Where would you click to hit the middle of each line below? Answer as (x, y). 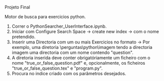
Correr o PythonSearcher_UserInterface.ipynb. (59, 26)
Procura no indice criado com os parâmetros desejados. (69, 73)
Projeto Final (17, 7)
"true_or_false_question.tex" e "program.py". (57, 68)
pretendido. (23, 37)
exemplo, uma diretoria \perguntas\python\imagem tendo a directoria (82, 47)
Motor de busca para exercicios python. (45, 17)
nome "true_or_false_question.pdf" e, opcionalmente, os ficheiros (78, 63)
